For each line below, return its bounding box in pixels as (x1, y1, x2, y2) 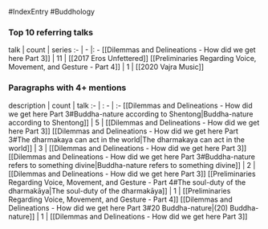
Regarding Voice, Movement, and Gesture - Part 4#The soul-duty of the (8, 177, 246, 187)
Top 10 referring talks (8, 27, 94, 38)
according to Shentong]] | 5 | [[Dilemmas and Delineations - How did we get (8, 117, 260, 127)
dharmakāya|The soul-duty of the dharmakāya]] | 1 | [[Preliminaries (8, 186, 231, 195)
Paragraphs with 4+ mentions (8, 82, 127, 93)
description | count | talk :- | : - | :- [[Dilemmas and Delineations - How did (8, 100, 253, 110)
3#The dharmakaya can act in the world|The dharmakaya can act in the (8, 134, 245, 144)
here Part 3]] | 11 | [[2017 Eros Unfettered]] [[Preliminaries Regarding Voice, (8, 54, 257, 63)
